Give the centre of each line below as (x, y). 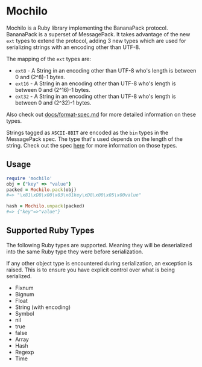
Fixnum (24, 288)
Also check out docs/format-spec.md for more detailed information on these (101, 114)
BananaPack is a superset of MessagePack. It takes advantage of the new (98, 34)
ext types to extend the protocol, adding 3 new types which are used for (96, 41)
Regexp (24, 352)
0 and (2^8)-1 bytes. (40, 77)
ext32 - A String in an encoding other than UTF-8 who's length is (95, 96)
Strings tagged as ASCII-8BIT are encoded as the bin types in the (87, 132)
